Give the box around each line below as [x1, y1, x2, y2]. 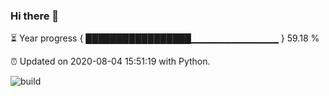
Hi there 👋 [10, 9, 60, 23]
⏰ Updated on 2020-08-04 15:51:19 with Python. [10, 55, 211, 68]
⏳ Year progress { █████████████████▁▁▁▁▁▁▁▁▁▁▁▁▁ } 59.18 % [10, 32, 320, 44]
